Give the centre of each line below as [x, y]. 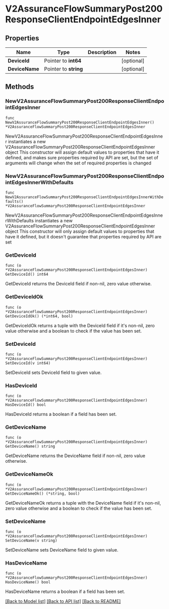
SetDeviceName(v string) [31, 541]
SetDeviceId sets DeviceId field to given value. [53, 372]
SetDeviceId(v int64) [28, 363]
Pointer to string [64, 69]
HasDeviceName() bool [28, 582]
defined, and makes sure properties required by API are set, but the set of [82, 157]
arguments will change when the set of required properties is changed [78, 163]
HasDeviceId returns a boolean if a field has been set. [61, 414]
